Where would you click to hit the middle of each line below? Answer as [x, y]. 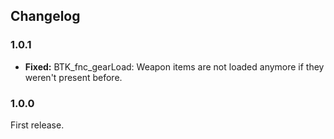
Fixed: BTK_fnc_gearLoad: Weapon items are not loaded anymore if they [174, 66]
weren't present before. [73, 77]
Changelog [45, 16]
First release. [37, 125]
